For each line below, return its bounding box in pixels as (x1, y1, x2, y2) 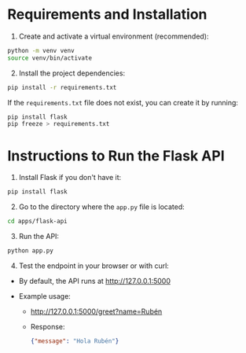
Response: (30, 322, 65, 331)
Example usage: (18, 291, 72, 300)
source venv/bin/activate (7, 53, 92, 62)
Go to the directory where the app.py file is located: (18, 202, 185, 211)
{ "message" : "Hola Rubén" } (30, 336, 119, 345)
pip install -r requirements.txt (7, 83, 117, 91)
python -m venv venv (7, 46, 75, 54)
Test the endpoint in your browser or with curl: (18, 261, 170, 270)
